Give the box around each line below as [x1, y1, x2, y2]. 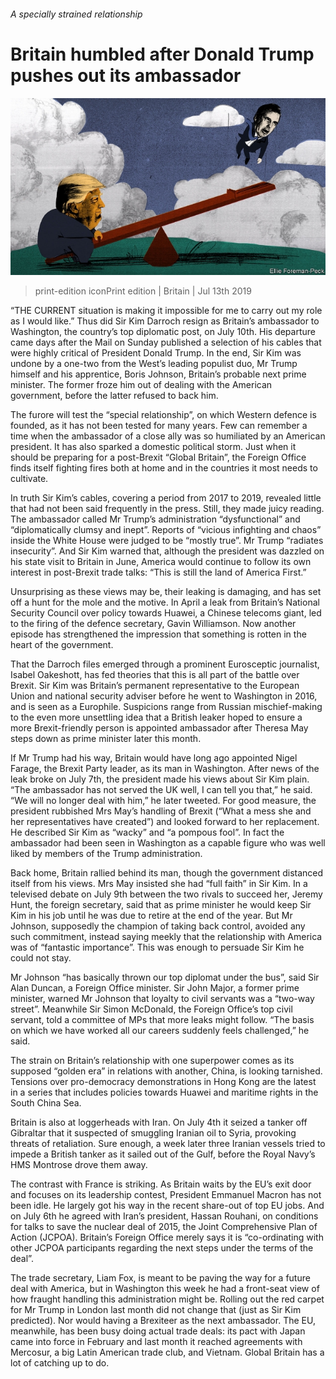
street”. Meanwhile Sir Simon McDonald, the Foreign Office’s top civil [10, 1003, 293, 1015]
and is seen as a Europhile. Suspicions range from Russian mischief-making [10, 701, 323, 713]
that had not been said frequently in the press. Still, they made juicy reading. [10, 503, 325, 515]
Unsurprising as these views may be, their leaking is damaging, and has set [10, 586, 322, 598]
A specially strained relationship [10, 8, 143, 20]
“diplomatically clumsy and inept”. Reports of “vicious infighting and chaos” [10, 524, 322, 536]
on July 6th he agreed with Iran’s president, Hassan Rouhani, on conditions [10, 1210, 319, 1222]
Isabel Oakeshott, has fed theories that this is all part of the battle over [10, 669, 300, 681]
